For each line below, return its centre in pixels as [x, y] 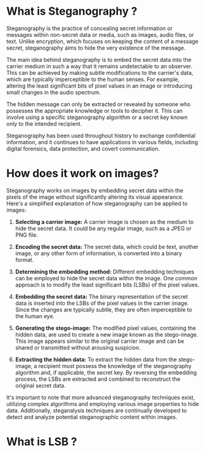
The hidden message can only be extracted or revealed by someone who [99, 104]
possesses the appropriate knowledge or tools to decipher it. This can [95, 110]
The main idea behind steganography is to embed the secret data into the [99, 59]
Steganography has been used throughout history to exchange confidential [101, 136]
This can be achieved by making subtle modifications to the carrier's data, [100, 72]
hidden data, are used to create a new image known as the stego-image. [106, 334]
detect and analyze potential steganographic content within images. [92, 417]
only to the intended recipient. [44, 123]
